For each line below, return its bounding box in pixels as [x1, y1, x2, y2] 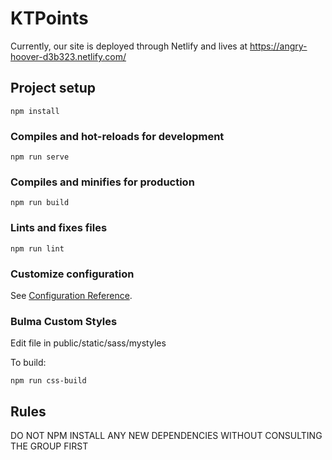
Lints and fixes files [10, 221, 108, 235]
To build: [10, 357, 47, 369]
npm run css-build [10, 376, 87, 386]
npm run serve [10, 152, 70, 162]
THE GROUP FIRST [10, 440, 89, 452]
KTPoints [10, 7, 89, 30]
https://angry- [249, 40, 308, 52]
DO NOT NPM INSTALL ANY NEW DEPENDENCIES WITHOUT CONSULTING [10, 430, 323, 442]
